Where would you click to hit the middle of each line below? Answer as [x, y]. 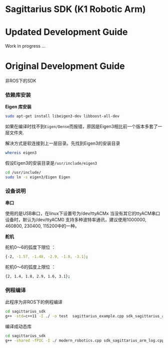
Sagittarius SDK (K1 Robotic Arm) [75, 9]
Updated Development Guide [66, 32]
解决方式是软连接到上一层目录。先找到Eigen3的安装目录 [63, 143]
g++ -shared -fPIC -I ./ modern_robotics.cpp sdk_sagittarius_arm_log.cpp [85, 340]
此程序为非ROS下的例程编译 [34, 302]
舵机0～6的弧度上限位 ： [30, 267]
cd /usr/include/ [23, 173]
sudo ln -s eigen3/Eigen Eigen [38, 177]
